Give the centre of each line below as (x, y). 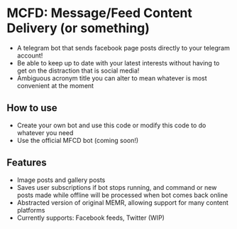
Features (27, 163)
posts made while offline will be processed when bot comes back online (122, 195)
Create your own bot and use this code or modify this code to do (111, 125)
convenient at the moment (55, 85)
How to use (32, 108)
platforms (31, 210)
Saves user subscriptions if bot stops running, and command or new (117, 187)
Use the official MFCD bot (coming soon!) (78, 140)
